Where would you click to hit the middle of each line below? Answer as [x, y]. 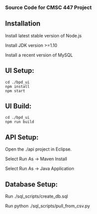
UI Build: [18, 106]
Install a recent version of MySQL [39, 55]
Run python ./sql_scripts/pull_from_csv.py [48, 206]
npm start [15, 91]
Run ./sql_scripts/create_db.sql [37, 196]
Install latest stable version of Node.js [43, 35]
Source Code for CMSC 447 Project [48, 7]
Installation [23, 24]
